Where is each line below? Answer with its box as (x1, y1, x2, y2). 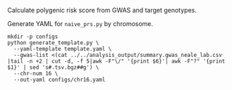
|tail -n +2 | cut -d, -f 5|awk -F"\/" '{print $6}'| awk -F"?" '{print (7, 58, 226, 65)
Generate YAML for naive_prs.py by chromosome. (7, 20, 154, 27)
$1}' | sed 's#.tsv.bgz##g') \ (7, 64, 99, 71)
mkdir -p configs (7, 33, 59, 40)
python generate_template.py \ (7, 39, 99, 46)
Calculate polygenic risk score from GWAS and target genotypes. (7, 6, 197, 14)
